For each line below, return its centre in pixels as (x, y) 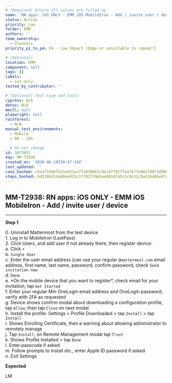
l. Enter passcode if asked (33, 345)
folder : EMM (18, 29)
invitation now (21, 270)
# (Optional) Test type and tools (42, 96)
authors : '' (18, 34)
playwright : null (24, 115)
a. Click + (15, 249)
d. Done (13, 275)
